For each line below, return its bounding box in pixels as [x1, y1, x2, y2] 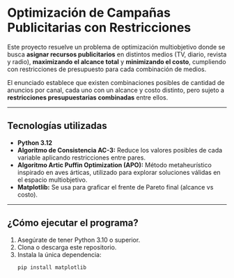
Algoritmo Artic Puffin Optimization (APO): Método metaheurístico [17, 160, 212, 169]
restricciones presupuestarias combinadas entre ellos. [7, 93, 169, 102]
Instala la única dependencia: [17, 250, 102, 258]
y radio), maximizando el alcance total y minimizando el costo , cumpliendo [7, 57, 226, 65]
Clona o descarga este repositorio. [17, 242, 117, 252]
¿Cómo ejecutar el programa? [7, 217, 139, 229]
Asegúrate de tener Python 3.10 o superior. [17, 235, 141, 244]
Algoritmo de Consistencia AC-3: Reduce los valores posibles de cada [17, 146, 223, 154]
